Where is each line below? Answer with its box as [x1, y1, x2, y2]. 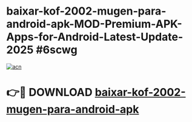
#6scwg [36, 43, 78, 57]
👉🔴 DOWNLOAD [6, 86, 93, 100]
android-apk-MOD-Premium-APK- [6, 17, 183, 31]
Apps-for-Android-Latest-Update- [6, 30, 184, 44]
